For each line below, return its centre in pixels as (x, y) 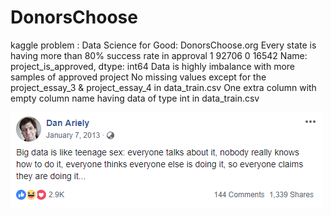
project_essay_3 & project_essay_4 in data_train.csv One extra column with (163, 87)
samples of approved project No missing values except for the (138, 77)
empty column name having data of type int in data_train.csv (135, 98)
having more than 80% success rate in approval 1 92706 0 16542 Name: (159, 55)
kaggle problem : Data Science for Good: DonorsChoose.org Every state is (163, 45)
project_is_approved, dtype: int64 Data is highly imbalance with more (153, 66)
